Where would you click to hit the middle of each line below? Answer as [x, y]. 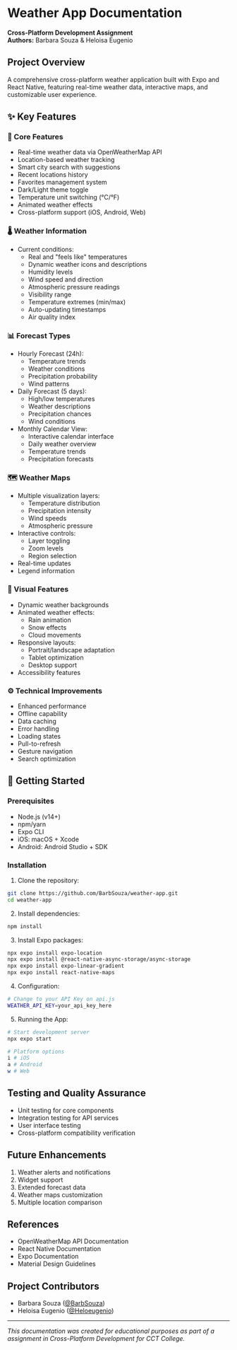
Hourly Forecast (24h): [50, 354]
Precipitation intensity [60, 511]
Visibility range [50, 294]
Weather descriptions [59, 406]
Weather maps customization [60, 1194]
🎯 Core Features [35, 137]
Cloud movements [55, 635]
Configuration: [38, 986]
